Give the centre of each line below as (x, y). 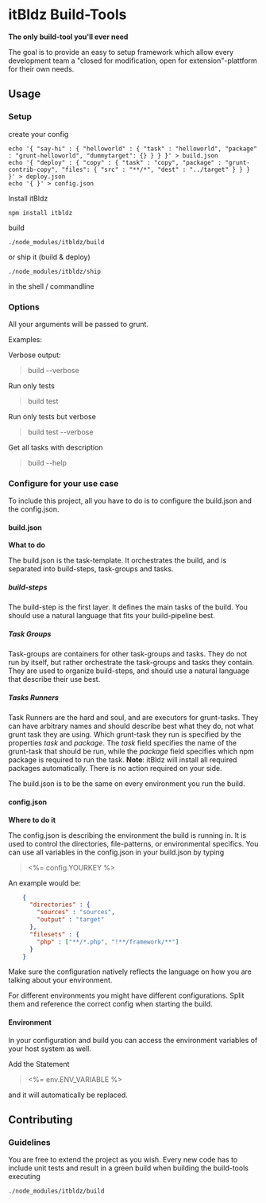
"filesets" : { (54, 934)
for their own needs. (41, 68)
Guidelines (29, 1142)
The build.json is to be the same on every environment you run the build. (127, 784)
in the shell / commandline (51, 286)
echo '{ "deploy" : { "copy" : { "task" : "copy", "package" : (115, 162)
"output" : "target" (71, 920)
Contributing (40, 1120)
